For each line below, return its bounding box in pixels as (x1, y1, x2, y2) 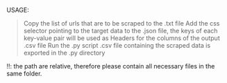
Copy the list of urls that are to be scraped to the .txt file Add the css (23, 19, 220, 27)
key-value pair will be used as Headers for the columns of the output (23, 34, 220, 42)
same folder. (6, 69, 42, 77)
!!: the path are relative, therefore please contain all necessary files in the (6, 62, 215, 70)
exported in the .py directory (23, 48, 106, 57)
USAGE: (6, 6, 29, 14)
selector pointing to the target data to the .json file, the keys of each (23, 27, 218, 35)
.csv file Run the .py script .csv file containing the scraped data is (23, 41, 211, 49)
